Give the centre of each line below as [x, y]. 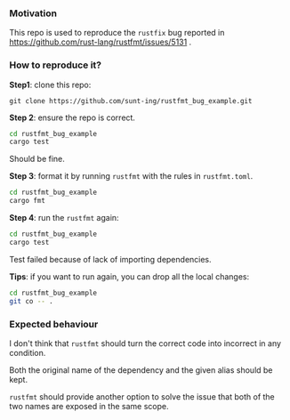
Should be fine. [37, 159]
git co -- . [31, 301]
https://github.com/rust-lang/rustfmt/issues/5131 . [101, 42]
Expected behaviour [54, 324]
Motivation [33, 13]
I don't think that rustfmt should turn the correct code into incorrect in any [145, 343]
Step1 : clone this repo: [50, 85]
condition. [28, 352]
